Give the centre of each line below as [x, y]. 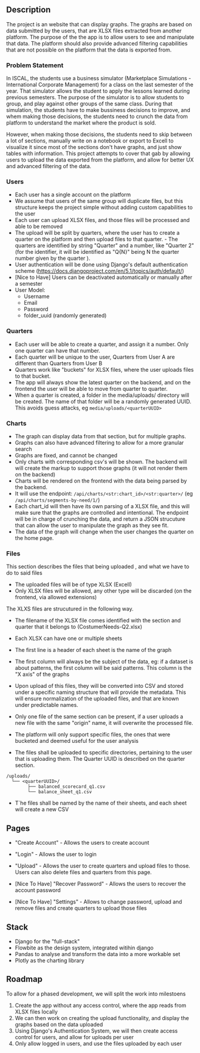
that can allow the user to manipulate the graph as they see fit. [92, 525]
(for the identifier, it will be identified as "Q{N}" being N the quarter [97, 252]
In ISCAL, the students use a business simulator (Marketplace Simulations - [99, 78]
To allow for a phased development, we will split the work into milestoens [96, 994]
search [23, 449]
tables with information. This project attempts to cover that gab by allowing [99, 154]
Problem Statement [35, 65]
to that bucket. [33, 376]
